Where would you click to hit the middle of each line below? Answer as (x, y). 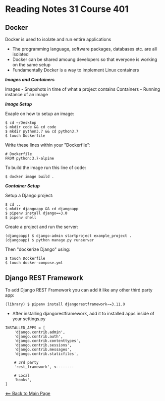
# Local (22, 375)
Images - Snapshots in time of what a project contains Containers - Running (82, 89)
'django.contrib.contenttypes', (47, 341)
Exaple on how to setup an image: (40, 114)
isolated (20, 54)
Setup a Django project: (29, 195)
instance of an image (27, 94)
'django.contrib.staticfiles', (46, 354)
